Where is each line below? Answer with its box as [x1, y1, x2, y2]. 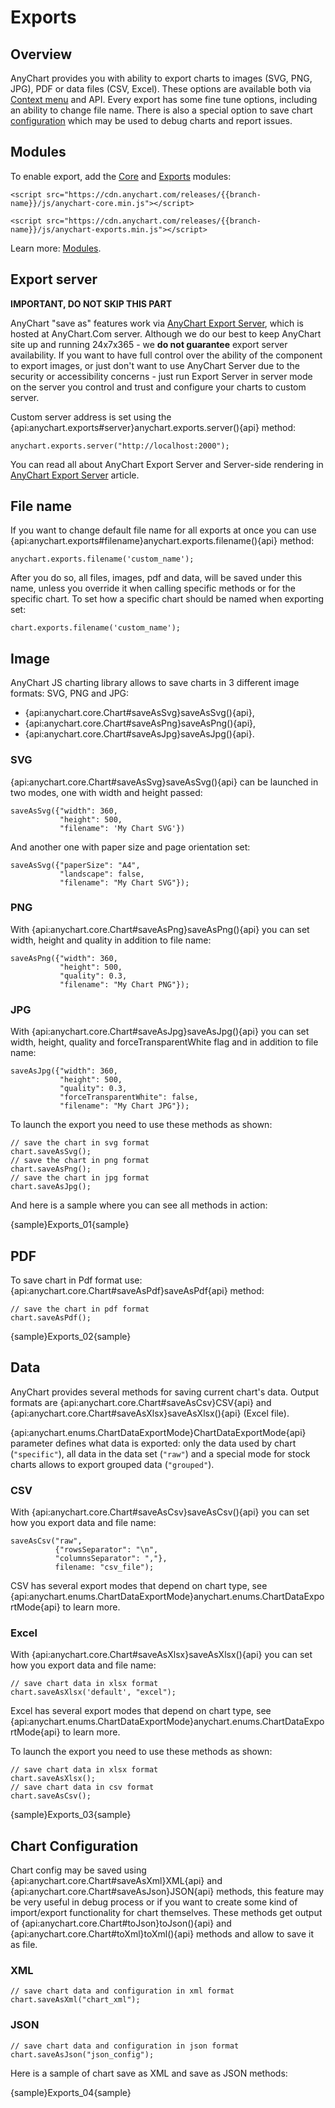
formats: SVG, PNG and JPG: [10, 687, 130, 700]
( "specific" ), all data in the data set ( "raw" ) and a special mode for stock [10, 1447, 311, 1460]
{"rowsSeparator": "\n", [54, 1545, 159, 1555]
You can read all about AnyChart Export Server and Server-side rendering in [10, 458, 324, 470]
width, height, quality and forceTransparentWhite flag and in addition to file [10, 1036, 319, 1048]
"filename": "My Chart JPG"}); [59, 1101, 190, 1111]
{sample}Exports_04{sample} [10, 2086, 132, 2098]
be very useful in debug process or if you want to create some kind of [10, 1896, 298, 1908]
